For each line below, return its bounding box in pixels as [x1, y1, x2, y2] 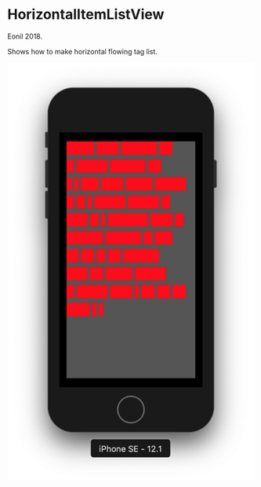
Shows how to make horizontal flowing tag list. [7, 46, 158, 56]
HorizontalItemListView [7, 6, 165, 24]
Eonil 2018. [7, 31, 43, 41]
